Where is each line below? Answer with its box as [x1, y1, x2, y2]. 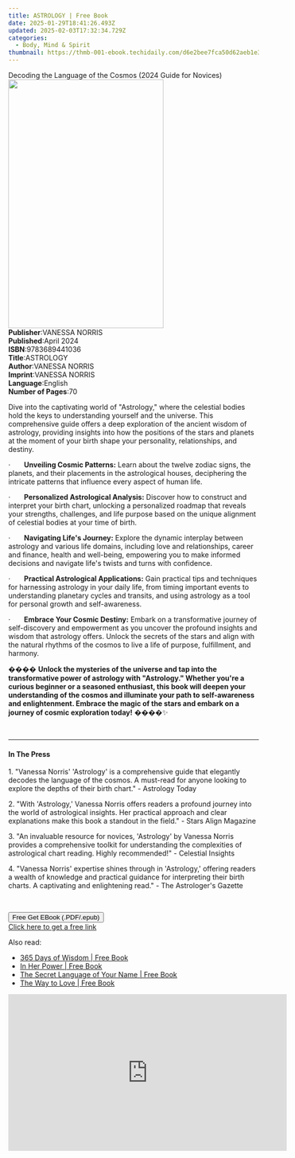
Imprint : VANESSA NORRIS [8, 370, 95, 379]
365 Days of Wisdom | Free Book [19, 953, 129, 963]
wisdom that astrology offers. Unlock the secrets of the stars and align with [8, 632, 255, 641]
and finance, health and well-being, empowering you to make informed [8, 550, 241, 560]
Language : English [8, 379, 68, 388]
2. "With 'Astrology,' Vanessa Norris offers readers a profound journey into [8, 799, 252, 809]
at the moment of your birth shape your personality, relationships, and [8, 436, 237, 446]
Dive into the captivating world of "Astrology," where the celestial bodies [8, 403, 246, 411]
